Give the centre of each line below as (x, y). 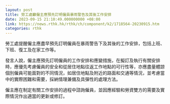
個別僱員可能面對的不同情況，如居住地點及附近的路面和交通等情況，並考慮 (83, 73)
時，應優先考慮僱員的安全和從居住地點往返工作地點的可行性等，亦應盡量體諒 (85, 67)
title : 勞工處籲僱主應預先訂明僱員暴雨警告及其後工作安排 (58, 15)
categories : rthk (24, 29)
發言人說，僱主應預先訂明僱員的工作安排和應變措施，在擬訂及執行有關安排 (83, 60)
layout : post (19, 10)
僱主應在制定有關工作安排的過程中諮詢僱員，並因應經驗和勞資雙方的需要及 (83, 90)
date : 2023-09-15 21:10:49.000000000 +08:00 (53, 19)
